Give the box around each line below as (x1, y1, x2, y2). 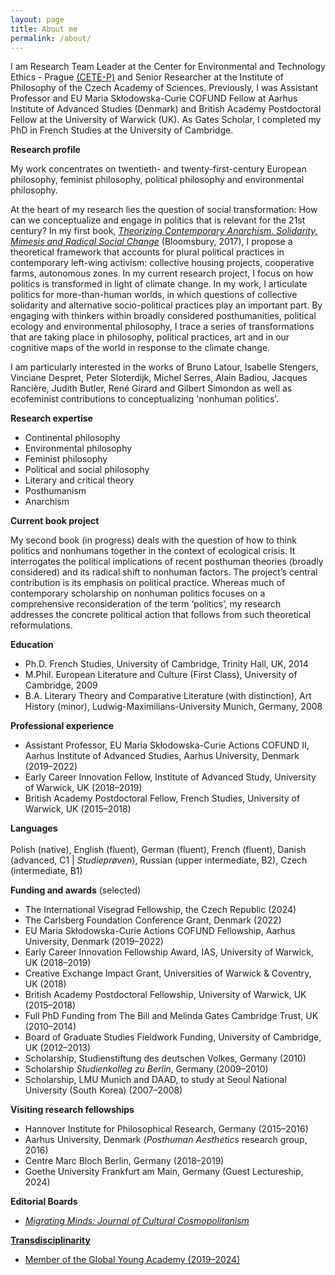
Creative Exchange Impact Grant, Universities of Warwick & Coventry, (24, 967, 312, 980)
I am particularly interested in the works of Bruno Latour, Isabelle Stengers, (10, 361, 319, 373)
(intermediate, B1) (10, 865, 83, 877)
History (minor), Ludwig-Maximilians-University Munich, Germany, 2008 (24, 701, 323, 713)
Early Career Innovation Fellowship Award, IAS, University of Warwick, (24, 946, 314, 958)
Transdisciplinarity (10, 1234, 91, 1246)
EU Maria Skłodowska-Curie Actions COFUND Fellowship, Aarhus (24, 925, 296, 937)
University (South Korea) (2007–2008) (24, 1084, 183, 1096)
